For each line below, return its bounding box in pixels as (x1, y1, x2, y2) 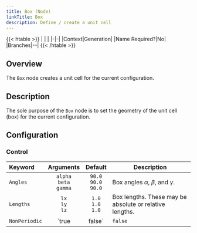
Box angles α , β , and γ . (112, 178, 175, 186)
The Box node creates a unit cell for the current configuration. (6, 75, 154, 82)
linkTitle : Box (6, 14, 43, 20)
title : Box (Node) (6, 8, 51, 15)
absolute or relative (112, 200, 165, 208)
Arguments (47, 163, 80, 171)
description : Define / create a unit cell (6, 19, 111, 25)
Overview (6, 59, 43, 69)
